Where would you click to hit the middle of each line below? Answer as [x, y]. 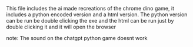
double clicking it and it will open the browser [61, 27]
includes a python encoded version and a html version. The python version [97, 15]
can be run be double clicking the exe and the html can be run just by [90, 21]
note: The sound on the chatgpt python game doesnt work [77, 38]
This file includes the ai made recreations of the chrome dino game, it [90, 8]
